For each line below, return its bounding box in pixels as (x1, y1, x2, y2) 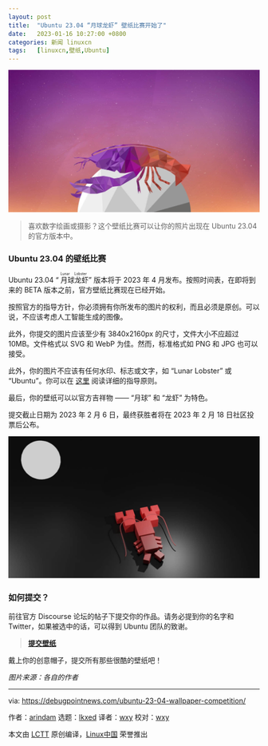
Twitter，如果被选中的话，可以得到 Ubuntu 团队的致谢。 (8, 621, 192, 631)
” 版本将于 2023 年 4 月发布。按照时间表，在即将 (88, 276, 250, 285)
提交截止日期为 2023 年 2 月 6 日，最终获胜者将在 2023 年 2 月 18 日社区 (8, 410, 247, 419)
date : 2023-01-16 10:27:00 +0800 (8, 30, 127, 38)
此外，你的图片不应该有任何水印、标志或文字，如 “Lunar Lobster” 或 (8, 366, 233, 375)
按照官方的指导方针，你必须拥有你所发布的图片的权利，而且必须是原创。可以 (8, 302, 260, 311)
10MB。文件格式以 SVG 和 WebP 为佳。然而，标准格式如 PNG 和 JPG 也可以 (8, 339, 258, 349)
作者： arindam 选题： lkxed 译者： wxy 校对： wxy (8, 712, 170, 722)
